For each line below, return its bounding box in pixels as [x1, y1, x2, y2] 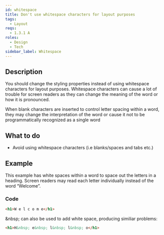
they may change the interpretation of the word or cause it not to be [5, 112, 145, 118]
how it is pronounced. [5, 97, 50, 103]
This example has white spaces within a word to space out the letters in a [5, 172, 156, 178]
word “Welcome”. [5, 183, 41, 189]
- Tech [9, 44, 23, 49]
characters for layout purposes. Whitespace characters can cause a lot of [5, 86, 157, 92]
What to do [5, 131, 40, 140]
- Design [9, 40, 28, 45]
